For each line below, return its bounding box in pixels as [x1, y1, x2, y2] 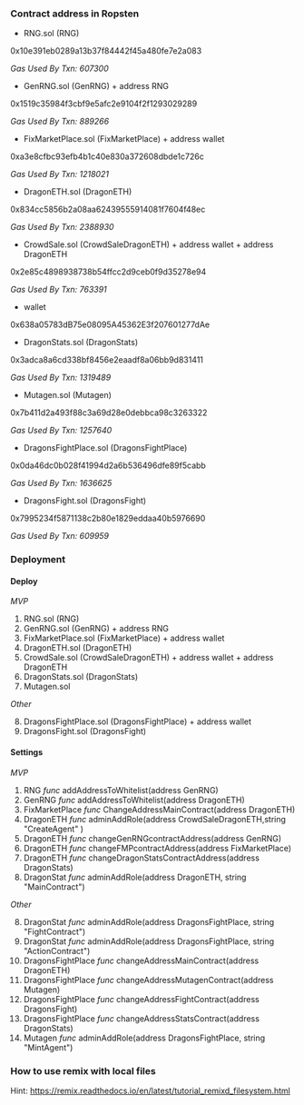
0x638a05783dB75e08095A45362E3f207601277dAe [10, 319, 211, 330]
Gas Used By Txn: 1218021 [10, 169, 110, 180]
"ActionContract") [23, 945, 91, 956]
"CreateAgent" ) [23, 823, 84, 834]
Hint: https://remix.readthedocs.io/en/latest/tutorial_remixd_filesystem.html [10, 1085, 291, 1096]
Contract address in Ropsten [10, 7, 140, 20]
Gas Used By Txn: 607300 [10, 63, 109, 75]
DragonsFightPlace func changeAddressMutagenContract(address [23, 974, 275, 985]
